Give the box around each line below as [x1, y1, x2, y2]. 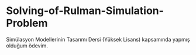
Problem [6, 16, 48, 30]
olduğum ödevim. [6, 42, 49, 49]
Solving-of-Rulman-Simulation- [6, 4, 164, 18]
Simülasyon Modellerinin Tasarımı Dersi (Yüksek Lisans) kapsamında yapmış [6, 36, 190, 43]
